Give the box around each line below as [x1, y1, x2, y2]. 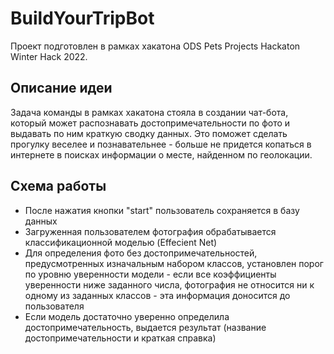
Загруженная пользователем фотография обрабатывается [24, 225, 277, 237]
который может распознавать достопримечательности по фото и [10, 117, 291, 129]
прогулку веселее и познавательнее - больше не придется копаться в [10, 138, 312, 150]
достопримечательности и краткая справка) [24, 332, 217, 344]
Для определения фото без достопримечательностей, [24, 247, 258, 259]
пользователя [24, 300, 85, 312]
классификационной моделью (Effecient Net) [24, 236, 218, 248]
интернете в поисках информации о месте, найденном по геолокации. [10, 148, 313, 161]
